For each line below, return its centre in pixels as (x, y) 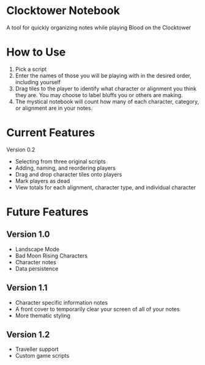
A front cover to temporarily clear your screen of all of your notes (97, 309)
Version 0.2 (21, 150)
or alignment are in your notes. (54, 108)
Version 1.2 (28, 335)
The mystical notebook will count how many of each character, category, (107, 101)
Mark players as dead (43, 181)
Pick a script (31, 69)
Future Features (47, 212)
